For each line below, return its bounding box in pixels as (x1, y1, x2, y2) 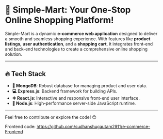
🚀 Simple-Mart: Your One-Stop (5, 4, 131, 15)
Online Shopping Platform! (5, 15, 114, 26)
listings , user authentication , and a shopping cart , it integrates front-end (5, 41, 153, 46)
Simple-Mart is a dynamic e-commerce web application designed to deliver (5, 31, 158, 36)
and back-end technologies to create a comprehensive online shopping (5, 46, 148, 52)
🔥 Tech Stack (5, 70, 46, 78)
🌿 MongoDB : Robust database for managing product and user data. (12, 82, 147, 89)
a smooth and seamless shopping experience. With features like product (5, 36, 150, 42)
